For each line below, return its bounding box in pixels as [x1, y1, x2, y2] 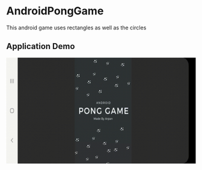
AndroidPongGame [6, 4, 104, 18]
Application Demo [6, 41, 75, 51]
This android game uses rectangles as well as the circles [6, 24, 147, 31]
